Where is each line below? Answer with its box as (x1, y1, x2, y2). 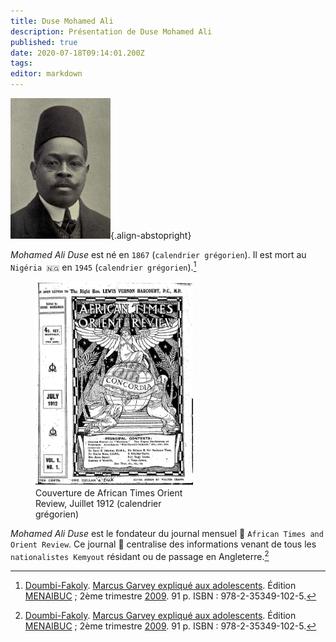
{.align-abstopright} (110, 230, 192, 241)
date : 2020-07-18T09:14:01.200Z (10, 48, 145, 58)
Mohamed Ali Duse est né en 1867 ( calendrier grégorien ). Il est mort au (10, 249, 307, 260)
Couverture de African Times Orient (35, 487, 183, 499)
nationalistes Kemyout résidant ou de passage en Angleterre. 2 (10, 549, 270, 563)
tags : (10, 58, 33, 69)
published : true (10, 37, 78, 47)
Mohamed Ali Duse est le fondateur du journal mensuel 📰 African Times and (10, 528, 324, 540)
